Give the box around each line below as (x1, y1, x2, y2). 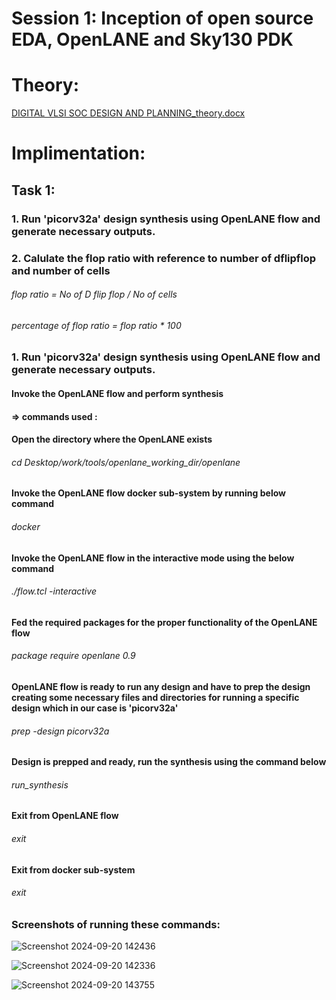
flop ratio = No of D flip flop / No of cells (11, 288, 178, 301)
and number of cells (11, 263, 111, 277)
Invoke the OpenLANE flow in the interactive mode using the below (11, 552, 295, 564)
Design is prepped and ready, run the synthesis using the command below (11, 756, 327, 768)
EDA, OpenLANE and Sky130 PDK (11, 28, 294, 51)
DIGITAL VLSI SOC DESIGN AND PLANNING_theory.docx (11, 107, 246, 119)
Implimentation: (11, 142, 146, 165)
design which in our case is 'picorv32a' (11, 702, 179, 714)
